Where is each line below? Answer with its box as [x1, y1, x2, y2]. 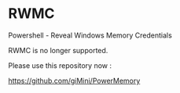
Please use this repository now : [8, 60, 112, 70]
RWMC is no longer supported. [8, 45, 108, 55]
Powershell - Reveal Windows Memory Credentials [8, 30, 173, 40]
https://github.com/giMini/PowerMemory [8, 76, 141, 85]
